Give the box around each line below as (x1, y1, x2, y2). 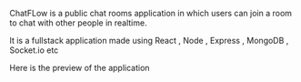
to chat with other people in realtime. (9, 17, 147, 28)
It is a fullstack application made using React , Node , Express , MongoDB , (9, 36, 289, 46)
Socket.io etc (9, 45, 59, 56)
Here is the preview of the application (9, 63, 150, 73)
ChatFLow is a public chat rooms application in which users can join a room (9, 8, 293, 18)
